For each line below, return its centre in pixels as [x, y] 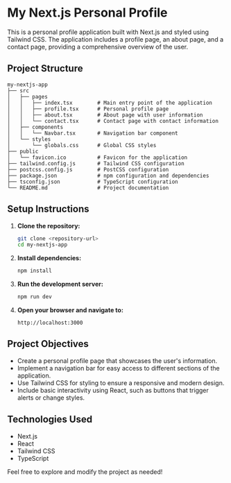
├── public [23, 151]
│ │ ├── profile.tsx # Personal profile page [88, 109]
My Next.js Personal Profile [87, 13]
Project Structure [45, 68]
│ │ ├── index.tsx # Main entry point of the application [110, 103]
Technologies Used [50, 420]
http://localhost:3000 [50, 323]
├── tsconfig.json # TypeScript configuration [93, 182]
